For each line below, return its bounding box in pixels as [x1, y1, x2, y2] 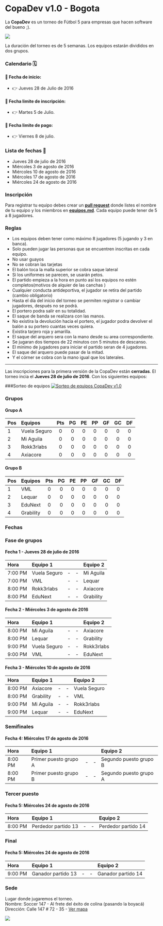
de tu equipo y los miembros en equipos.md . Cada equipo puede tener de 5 [5, 208, 158, 213]
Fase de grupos [5, 537, 43, 543]
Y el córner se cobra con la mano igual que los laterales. [12, 354, 125, 360]
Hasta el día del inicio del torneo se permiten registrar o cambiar [12, 297, 141, 304]
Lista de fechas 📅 [5, 147, 47, 154]
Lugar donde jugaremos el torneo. [5, 895, 73, 902]
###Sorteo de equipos [5, 383, 50, 389]
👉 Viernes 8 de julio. [12, 133, 55, 139]
